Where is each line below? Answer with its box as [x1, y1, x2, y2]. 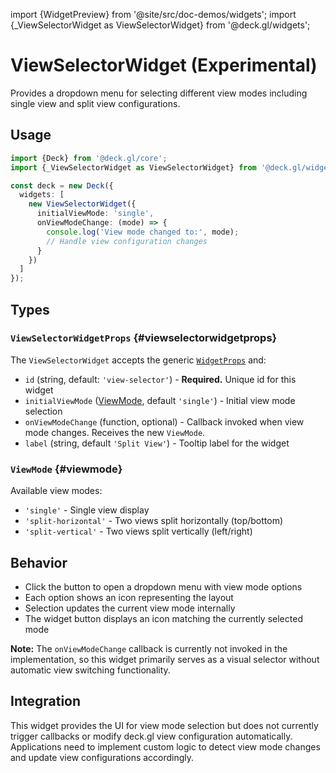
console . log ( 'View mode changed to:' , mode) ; [46, 227, 240, 237]
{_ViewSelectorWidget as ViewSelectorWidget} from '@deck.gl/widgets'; [10, 19, 311, 31]
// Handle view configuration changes [46, 236, 208, 246]
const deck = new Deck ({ [10, 180, 114, 191]
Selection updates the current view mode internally [24, 602, 236, 614]
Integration [10, 693, 82, 710]
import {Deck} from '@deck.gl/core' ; [10, 153, 168, 163]
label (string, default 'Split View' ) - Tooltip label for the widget [24, 437, 290, 449]
